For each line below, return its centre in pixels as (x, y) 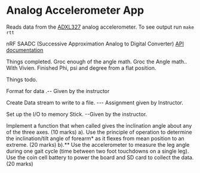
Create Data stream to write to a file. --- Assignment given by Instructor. (95, 103)
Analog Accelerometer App (75, 10)
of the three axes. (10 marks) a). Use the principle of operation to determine (99, 132)
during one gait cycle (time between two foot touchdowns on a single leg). (98, 151)
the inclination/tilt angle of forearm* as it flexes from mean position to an (96, 138)
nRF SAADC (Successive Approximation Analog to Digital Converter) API (95, 44)
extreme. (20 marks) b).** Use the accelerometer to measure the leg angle (98, 144)
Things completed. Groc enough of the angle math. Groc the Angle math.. (97, 61)
